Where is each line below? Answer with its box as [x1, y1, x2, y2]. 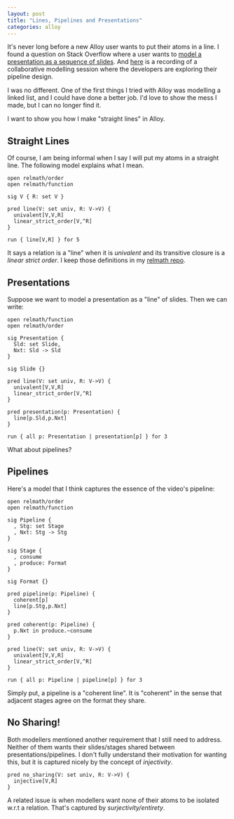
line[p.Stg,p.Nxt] [13, 602, 68, 610]
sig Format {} [7, 578, 49, 585]
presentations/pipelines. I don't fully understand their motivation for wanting [7, 750, 227, 759]
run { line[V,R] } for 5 [7, 236, 80, 243]
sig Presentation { [7, 335, 64, 342]
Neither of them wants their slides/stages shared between [7, 742, 175, 751]
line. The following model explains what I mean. [7, 161, 144, 169]
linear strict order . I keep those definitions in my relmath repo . [7, 256, 186, 264]
